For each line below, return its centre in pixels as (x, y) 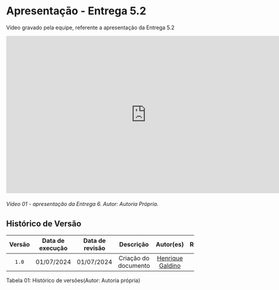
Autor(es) (170, 244)
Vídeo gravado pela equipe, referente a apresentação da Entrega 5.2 (90, 27)
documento (134, 266)
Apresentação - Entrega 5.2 (76, 11)
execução (53, 248)
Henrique (170, 258)
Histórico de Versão (44, 224)
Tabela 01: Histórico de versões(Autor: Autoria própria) (73, 280)
